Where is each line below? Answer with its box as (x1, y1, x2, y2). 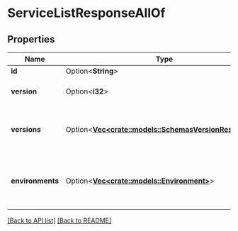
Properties (7, 33, 55, 45)
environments (11, 176, 59, 186)
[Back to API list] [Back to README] (7, 216, 112, 225)
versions (11, 125, 41, 134)
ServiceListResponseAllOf (7, 5, 166, 21)
